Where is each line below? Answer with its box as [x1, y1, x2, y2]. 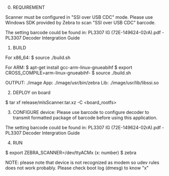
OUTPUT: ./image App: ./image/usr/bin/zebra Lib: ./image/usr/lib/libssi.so [5, 80, 159, 85]
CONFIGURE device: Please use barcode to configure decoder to [12, 109, 149, 115]
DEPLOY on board [12, 90, 51, 96]
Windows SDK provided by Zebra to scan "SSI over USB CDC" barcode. [5, 20, 156, 25]
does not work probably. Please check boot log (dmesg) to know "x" [5, 165, 149, 171]
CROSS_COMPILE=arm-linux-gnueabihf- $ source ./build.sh [5, 70, 131, 76]
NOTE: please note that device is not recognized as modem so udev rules [5, 160, 159, 165]
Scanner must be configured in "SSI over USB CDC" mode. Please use [5, 14, 153, 20]
